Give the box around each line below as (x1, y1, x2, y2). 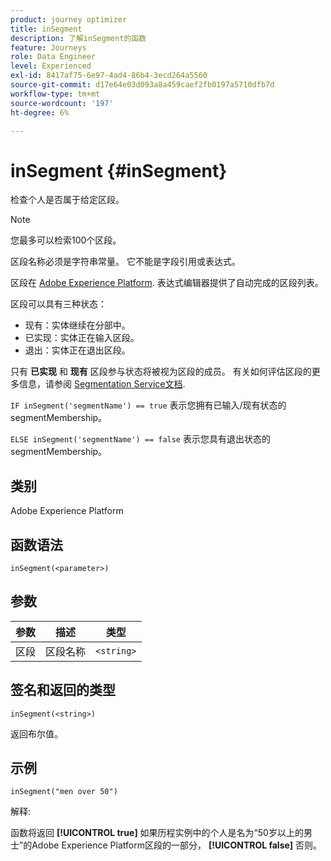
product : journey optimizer (10, 14, 128, 25)
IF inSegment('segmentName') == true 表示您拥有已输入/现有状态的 (10, 399, 287, 411)
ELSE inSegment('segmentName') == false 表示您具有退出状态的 (10, 433, 271, 445)
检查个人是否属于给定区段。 (10, 194, 125, 206)
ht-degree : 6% (10, 107, 70, 118)
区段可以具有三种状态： (10, 298, 107, 310)
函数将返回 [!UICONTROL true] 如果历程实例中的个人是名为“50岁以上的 (10, 827, 304, 839)
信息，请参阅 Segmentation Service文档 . (18, 378, 186, 390)
